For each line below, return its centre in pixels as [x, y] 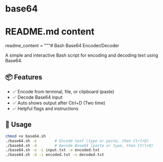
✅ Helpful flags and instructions [45, 108]
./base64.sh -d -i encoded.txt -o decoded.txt [55, 155]
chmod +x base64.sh [26, 136]
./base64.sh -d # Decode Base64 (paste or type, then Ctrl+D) [79, 145]
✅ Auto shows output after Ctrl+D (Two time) [59, 103]
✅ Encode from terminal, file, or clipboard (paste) [63, 91]
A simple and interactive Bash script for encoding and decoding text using [82, 55]
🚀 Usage [18, 125]
